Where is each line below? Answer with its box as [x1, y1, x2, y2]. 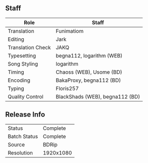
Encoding [8, 77, 30, 84]
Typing [8, 85, 24, 92]
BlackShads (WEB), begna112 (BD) [56, 93, 140, 100]
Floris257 [56, 85, 79, 92]
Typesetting [8, 52, 36, 59]
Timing [8, 68, 24, 75]
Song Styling [8, 60, 38, 67]
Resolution [8, 149, 33, 156]
